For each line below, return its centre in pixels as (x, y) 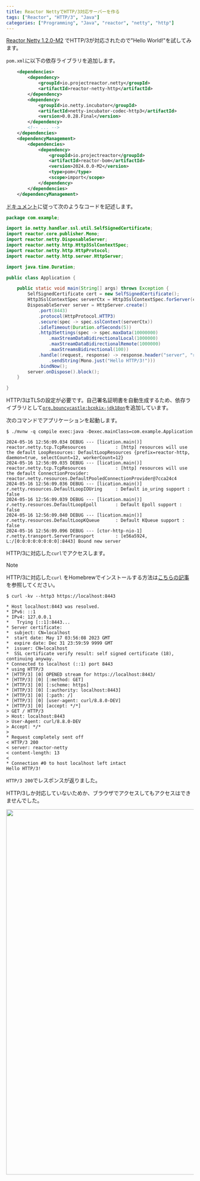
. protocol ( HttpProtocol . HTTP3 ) (77, 316)
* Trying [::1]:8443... (38, 622)
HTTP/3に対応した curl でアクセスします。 (57, 553)
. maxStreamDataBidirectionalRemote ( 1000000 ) (105, 344)
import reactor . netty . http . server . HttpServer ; (65, 256)
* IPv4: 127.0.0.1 (29, 617)
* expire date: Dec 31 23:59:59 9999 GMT (60, 643)
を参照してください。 (32, 585)
